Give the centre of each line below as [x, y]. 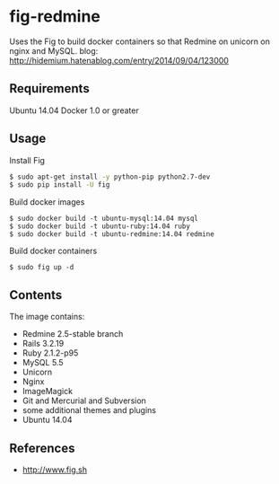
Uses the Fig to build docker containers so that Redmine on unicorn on [140, 41]
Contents [36, 295]
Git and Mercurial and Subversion [84, 400]
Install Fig [27, 160]
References [42, 448]
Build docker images [47, 202]
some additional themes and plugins [89, 410]
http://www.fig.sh [55, 470]
